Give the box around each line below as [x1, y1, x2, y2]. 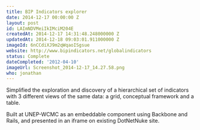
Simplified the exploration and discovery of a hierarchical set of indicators [6, 86, 189, 93]
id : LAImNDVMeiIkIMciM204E [6, 25, 74, 32]
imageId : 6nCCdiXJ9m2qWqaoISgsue [6, 43, 90, 49]
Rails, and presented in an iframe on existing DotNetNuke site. [6, 117, 160, 125]
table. [6, 99, 20, 107]
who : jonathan [6, 70, 42, 76]
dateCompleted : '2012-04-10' [6, 59, 79, 65]
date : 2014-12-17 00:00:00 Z [6, 14, 79, 20]
